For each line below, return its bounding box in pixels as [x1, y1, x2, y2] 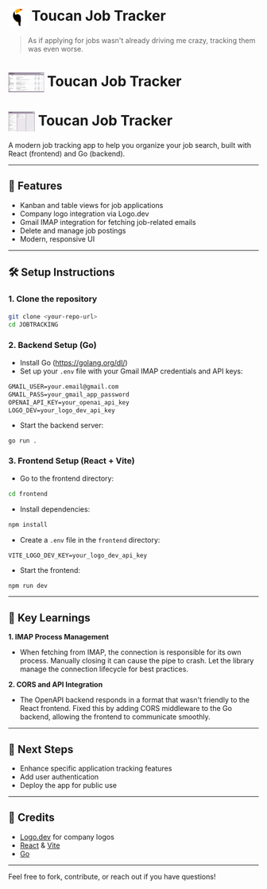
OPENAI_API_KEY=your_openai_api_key [8, 398, 130, 407]
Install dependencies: [19, 504, 91, 514]
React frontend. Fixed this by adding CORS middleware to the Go [19, 704, 233, 713]
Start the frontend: [19, 565, 81, 574]
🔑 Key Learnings [8, 611, 91, 624]
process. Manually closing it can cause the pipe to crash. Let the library [19, 656, 254, 666]
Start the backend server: [19, 420, 104, 430]
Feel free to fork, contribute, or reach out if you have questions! [8, 872, 216, 881]
